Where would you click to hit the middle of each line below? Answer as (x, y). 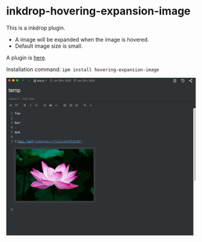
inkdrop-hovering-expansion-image (99, 11)
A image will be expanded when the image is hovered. (82, 39)
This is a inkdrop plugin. (36, 28)
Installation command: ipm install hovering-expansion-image (83, 69)
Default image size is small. (49, 46)
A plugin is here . (26, 57)
